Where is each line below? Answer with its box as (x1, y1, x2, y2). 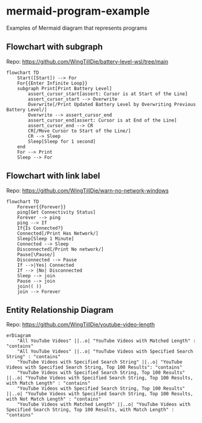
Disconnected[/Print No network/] (17, 246, 104, 252)
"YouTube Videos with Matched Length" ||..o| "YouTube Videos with (17, 401, 191, 408)
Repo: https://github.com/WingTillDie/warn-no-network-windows (6, 186, 169, 194)
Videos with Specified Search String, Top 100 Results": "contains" (6, 364, 183, 370)
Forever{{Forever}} (17, 204, 67, 210)
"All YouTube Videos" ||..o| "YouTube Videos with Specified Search (17, 349, 194, 355)
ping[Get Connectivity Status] (17, 209, 96, 215)
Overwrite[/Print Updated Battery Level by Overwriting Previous (28, 101, 197, 107)
